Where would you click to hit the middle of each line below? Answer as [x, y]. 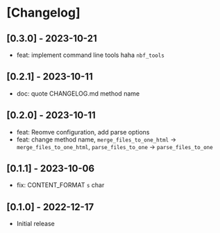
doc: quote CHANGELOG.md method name [78, 93]
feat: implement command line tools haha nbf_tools [90, 55]
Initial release [35, 224]
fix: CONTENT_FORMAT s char [60, 185]
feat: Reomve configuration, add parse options [83, 132]
